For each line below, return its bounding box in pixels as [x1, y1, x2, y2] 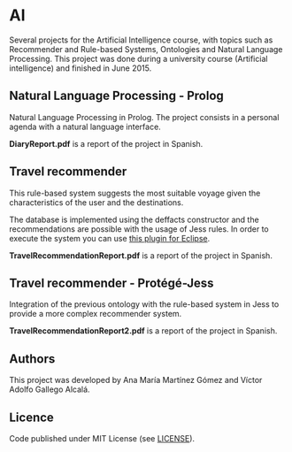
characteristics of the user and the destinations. [9, 196, 184, 208]
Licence [9, 410, 55, 425]
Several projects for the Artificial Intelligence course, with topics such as [9, 34, 273, 45]
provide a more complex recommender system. [9, 309, 182, 319]
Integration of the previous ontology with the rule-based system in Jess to [9, 299, 280, 310]
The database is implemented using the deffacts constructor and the [9, 214, 259, 225]
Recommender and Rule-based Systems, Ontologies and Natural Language [9, 43, 283, 54]
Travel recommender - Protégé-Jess [9, 275, 214, 290]
